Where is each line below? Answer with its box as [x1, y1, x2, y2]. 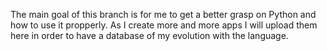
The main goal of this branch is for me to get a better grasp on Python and [10, 9, 317, 20]
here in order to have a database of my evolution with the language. [10, 30, 289, 41]
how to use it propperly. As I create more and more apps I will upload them [10, 19, 318, 31]
